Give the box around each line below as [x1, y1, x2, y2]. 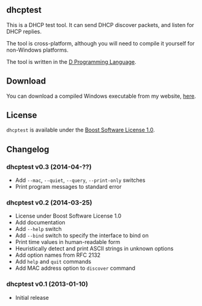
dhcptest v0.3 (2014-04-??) [6, 162, 92, 171]
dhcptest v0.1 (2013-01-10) [6, 280, 89, 288]
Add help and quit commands [15, 258, 92, 265]
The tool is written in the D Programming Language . [6, 58, 137, 65]
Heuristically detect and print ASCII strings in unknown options [15, 245, 174, 253]
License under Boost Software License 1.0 [15, 212, 122, 220]
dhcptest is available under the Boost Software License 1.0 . [6, 126, 155, 134]
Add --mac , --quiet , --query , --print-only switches [15, 176, 146, 184]
